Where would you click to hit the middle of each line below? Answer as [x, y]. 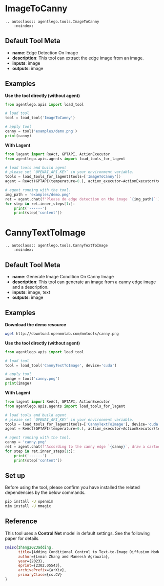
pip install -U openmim [29, 502]
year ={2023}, [31, 561]
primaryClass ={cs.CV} [40, 575]
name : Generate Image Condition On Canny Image [63, 277]
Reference [21, 522]
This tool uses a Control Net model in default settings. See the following [78, 533]
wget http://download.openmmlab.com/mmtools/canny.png [62, 334]
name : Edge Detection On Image [45, 52]
